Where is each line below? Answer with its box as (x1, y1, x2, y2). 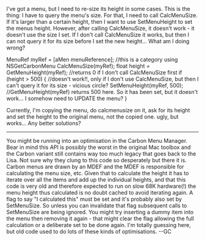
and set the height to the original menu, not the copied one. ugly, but (6, 113, 179, 120)
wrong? (6, 44, 26, 51)
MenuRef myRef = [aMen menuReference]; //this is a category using (6, 56, 178, 63)
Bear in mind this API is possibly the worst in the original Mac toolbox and (6, 143, 191, 151)
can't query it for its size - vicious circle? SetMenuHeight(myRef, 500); (6, 82, 184, 89)
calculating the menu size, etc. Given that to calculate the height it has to (6, 170, 189, 176)
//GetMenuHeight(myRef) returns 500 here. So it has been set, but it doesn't (6, 88, 198, 95)
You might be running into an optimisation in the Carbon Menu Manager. (6, 137, 188, 144)
